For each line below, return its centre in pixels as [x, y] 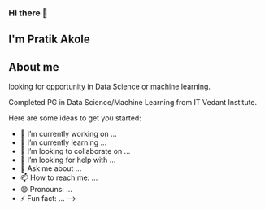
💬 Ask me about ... [51, 168]
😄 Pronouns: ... [46, 190]
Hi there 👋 [28, 13]
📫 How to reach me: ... [59, 177]
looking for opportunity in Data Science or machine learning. [110, 87]
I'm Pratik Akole [50, 39]
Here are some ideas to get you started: [75, 118]
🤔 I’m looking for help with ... [68, 160]
